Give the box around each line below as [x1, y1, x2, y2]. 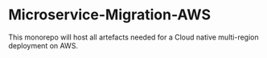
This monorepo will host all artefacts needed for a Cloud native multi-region [8, 32, 259, 42]
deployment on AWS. [8, 40, 79, 50]
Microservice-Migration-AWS [8, 6, 212, 24]
